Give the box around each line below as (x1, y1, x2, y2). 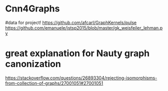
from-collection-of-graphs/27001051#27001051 (5, 80, 104, 86)
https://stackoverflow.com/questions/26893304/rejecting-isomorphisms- (5, 74, 157, 80)
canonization (5, 58, 61, 70)
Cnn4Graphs (5, 3, 60, 14)
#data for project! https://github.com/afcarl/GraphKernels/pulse (5, 19, 137, 25)
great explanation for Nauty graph (5, 48, 150, 59)
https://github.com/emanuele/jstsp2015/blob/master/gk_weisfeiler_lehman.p (5, 24, 163, 30)
